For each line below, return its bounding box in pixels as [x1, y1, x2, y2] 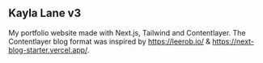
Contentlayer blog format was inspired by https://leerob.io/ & [8, 36, 211, 46]
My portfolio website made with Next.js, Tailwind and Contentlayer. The [8, 27, 246, 37]
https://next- [212, 36, 255, 46]
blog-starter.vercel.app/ [8, 44, 87, 55]
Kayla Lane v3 [8, 6, 82, 20]
